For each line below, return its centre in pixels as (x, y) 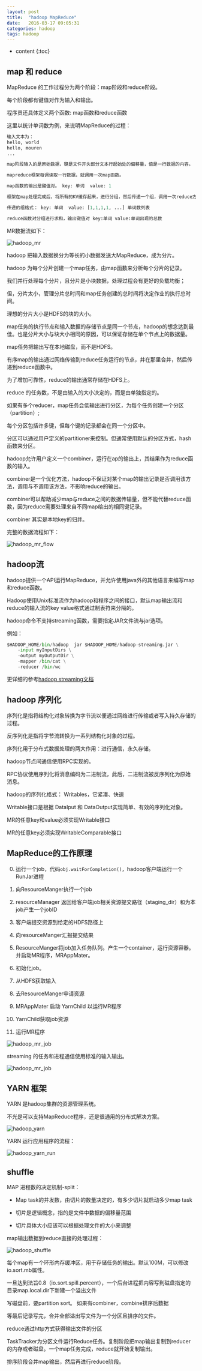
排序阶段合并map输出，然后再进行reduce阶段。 (66, 1362)
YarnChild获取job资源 (42, 1019)
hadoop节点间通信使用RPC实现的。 (51, 761)
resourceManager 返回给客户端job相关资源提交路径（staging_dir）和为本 (105, 902)
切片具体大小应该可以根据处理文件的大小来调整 (73, 1226)
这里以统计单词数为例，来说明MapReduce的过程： (69, 125)
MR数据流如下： (27, 231)
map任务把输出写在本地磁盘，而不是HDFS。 (61, 346)
